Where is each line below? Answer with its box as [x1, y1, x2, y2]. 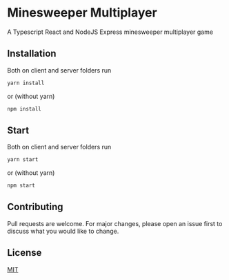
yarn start [7, 156, 39, 163]
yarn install [7, 80, 45, 86]
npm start [7, 182, 36, 189]
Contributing [7, 201, 63, 213]
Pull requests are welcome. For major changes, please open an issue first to [7, 219, 223, 227]
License [7, 247, 42, 259]
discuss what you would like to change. [7, 227, 119, 235]
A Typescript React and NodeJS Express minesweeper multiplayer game [7, 28, 214, 36]
